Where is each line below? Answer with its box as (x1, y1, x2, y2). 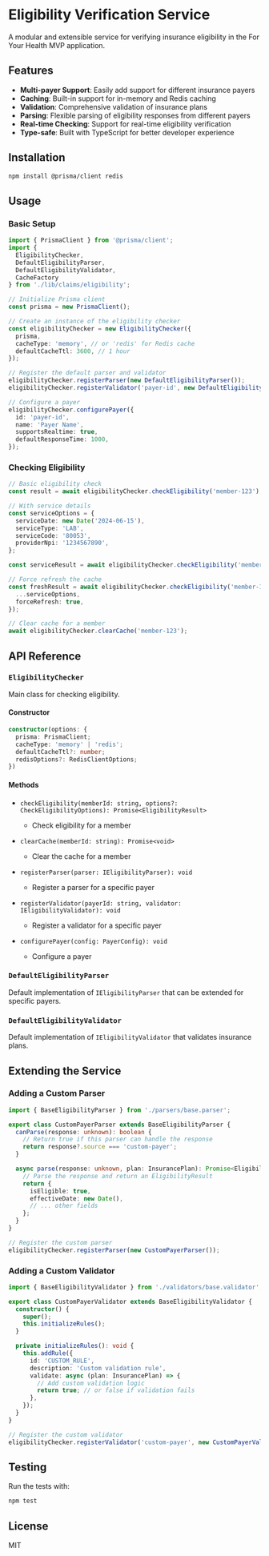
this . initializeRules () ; (22, 1320, 106, 1328)
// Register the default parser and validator (8, 369, 167, 377)
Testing (8, 1460, 47, 1474)
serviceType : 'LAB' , (15, 524, 84, 532)
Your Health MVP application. (8, 40, 106, 50)
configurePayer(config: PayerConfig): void (19, 937, 168, 945)
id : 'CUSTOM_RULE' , (29, 1357, 94, 1365)
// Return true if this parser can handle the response (22, 1135, 214, 1144)
